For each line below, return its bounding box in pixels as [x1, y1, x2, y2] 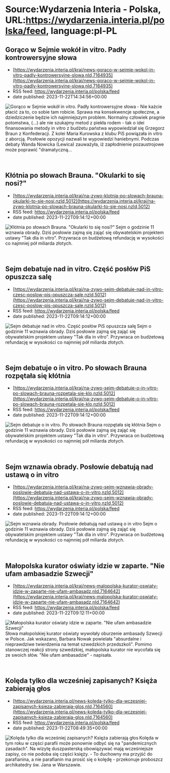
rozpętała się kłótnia [5, 372, 71, 380]
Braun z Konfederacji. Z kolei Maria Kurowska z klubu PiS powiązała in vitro [5, 130, 162, 137]
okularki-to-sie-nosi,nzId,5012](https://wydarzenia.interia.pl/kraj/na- [12, 198, 156, 204]
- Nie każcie [137, 104, 162, 110]
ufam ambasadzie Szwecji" [5, 569, 94, 578]
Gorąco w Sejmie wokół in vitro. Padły [5, 45, 127, 54]
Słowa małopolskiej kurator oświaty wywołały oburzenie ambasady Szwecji [5, 630, 162, 636]
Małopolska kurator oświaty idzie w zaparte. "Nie [5, 561, 165, 570]
